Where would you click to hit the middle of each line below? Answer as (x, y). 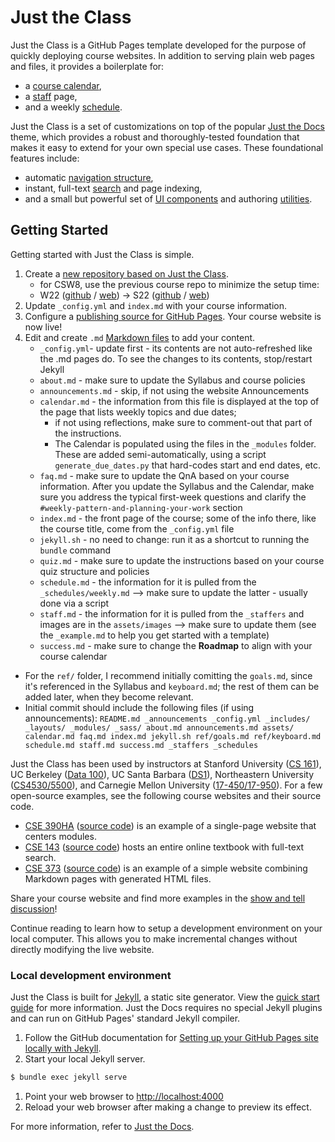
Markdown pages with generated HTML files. (118, 878)
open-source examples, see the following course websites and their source (166, 795)
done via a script (74, 603)
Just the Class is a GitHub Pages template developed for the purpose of (158, 45)
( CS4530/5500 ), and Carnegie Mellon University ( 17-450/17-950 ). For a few (166, 785)
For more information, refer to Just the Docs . (102, 1126)
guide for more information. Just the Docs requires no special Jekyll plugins (166, 1008)
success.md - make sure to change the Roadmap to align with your (176, 645)
